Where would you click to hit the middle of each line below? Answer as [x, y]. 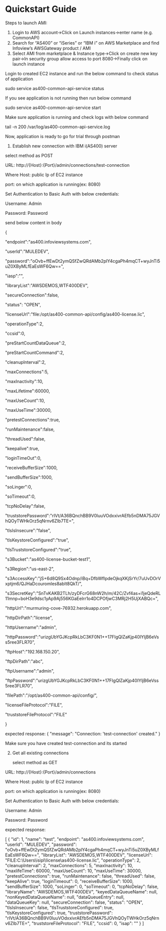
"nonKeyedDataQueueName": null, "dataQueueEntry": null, [65, 897]
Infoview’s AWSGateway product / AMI [51, 48]
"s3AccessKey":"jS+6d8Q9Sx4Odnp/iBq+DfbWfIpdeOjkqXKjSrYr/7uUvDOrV [83, 578]
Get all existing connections [41, 753]
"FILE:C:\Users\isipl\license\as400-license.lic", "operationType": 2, [73, 860]
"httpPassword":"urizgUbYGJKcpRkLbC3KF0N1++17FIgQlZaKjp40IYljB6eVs [82, 637]
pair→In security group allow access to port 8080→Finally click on [80, 58]
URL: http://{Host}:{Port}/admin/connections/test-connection [67, 165]
